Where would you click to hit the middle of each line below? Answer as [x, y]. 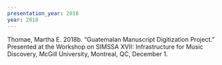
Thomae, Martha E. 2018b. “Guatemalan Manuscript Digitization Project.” [111, 39]
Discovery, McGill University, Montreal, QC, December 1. [88, 54]
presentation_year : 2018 [43, 13]
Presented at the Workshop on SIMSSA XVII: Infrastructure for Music [105, 47]
